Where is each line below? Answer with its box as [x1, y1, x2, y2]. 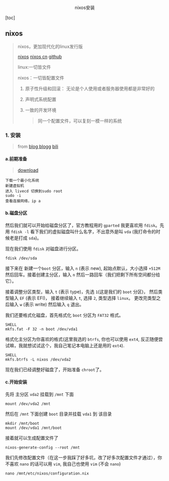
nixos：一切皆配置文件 [17, 74, 65, 81]
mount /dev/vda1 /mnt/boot [5, 425, 62, 430]
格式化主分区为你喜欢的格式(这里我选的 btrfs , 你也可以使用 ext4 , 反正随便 [5, 336, 159, 342]
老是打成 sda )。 [9, 234, 42, 241]
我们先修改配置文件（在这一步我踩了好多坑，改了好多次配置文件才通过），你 [5, 454, 162, 460]
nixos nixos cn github [17, 53, 62, 59]
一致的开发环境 [25, 107, 57, 113]
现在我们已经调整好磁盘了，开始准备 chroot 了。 [5, 366, 104, 373]
